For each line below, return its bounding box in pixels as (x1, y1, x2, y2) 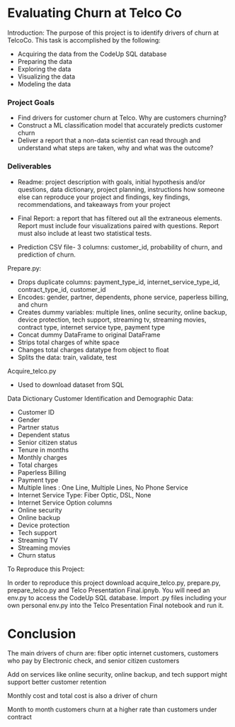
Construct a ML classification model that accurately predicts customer (17, 121, 223, 130)
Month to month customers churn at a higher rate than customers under (7, 705, 217, 714)
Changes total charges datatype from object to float (17, 345, 169, 354)
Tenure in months (17, 445, 69, 454)
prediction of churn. (17, 250, 76, 259)
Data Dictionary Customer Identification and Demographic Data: (7, 394, 193, 402)
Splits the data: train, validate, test (17, 353, 117, 361)
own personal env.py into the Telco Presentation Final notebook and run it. (7, 601, 224, 609)
